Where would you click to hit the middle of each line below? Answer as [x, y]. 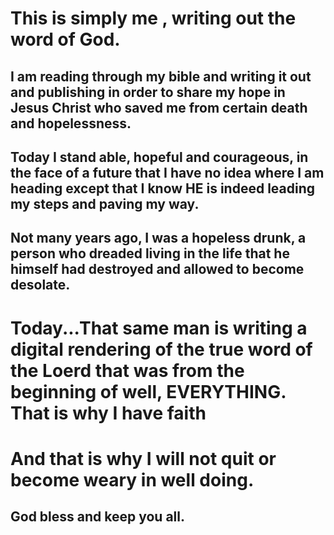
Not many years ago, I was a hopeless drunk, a [158, 238]
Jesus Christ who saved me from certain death [159, 107]
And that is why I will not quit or [143, 458]
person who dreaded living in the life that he [150, 253]
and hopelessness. [71, 123]
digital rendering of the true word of [161, 349]
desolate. [40, 285]
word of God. [65, 39]
